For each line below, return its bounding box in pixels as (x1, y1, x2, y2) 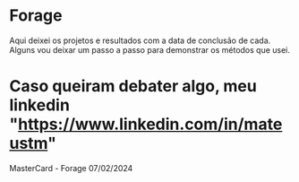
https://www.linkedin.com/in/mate (17, 114, 283, 134)
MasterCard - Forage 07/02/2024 (9, 162, 133, 173)
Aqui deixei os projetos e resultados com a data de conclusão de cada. (9, 35, 271, 46)
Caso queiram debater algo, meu (9, 76, 257, 97)
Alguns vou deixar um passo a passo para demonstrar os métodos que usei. (9, 44, 291, 55)
